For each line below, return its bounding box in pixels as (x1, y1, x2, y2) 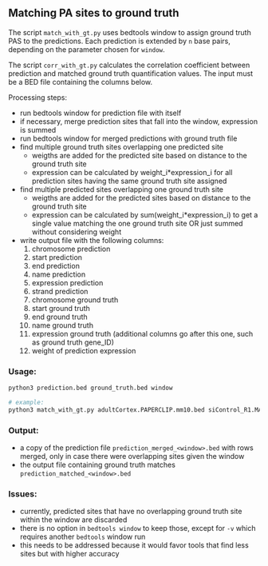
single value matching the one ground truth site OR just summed (31, 218, 243, 228)
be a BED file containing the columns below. (8, 77, 153, 86)
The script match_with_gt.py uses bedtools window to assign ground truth (8, 27, 251, 37)
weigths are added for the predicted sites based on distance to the (31, 193, 251, 202)
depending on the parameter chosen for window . (8, 44, 165, 54)
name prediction (31, 269, 86, 279)
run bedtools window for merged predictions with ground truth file (19, 134, 238, 143)
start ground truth (31, 303, 90, 313)
